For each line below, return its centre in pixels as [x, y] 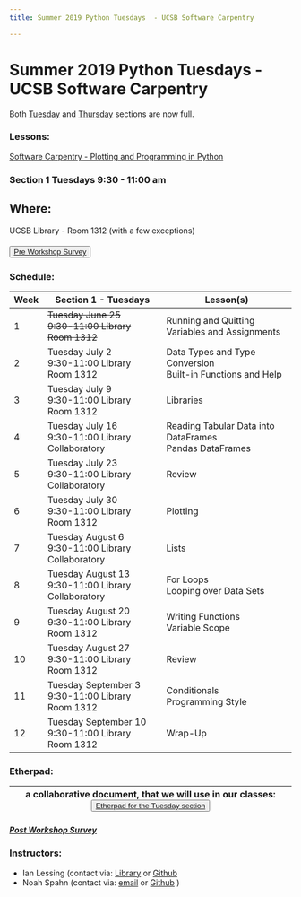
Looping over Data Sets [215, 590]
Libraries [185, 400]
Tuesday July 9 [80, 388]
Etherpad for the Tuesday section [150, 806]
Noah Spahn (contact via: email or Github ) [101, 882]
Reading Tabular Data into [220, 425]
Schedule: [32, 276]
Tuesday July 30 [83, 500]
